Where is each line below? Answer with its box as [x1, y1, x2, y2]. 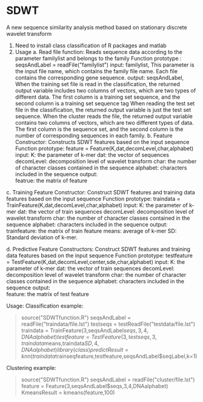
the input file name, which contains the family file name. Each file [15, 67, 178, 74]
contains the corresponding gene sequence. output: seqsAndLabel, [15, 74, 184, 81]
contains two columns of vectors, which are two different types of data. [15, 119, 194, 126]
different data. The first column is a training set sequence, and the [15, 93, 181, 100]
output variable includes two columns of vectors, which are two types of [15, 87, 196, 94]
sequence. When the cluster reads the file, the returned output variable [15, 113, 193, 120]
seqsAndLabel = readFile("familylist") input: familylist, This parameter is [15, 61, 195, 68]
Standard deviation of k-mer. [6, 234, 78, 241]
